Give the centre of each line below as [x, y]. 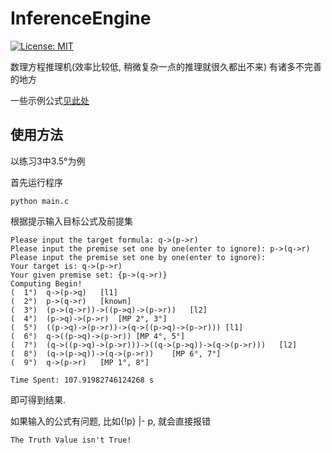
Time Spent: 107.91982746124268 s [82, 380]
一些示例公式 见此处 [50, 100]
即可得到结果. [38, 399]
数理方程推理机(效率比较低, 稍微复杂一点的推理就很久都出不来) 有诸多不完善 [166, 66]
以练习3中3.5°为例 [48, 161]
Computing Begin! [46, 283]
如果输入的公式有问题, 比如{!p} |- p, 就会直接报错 [111, 421]
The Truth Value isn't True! [71, 440]
